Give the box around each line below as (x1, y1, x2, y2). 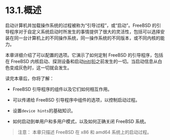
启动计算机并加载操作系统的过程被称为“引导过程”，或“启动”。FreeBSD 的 (5, 22, 157, 28)
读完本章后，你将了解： (5, 75, 54, 81)
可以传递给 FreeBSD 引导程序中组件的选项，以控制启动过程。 (12, 97, 140, 103)
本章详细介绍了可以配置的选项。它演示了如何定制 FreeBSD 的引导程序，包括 (5, 52, 163, 58)
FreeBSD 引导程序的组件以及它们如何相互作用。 (12, 86, 112, 92)
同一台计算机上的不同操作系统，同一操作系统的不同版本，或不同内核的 (14, 35, 160, 41)
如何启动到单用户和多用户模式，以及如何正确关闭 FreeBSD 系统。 (12, 118, 149, 124)
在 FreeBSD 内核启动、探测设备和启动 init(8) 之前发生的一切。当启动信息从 (5, 58, 158, 64)
